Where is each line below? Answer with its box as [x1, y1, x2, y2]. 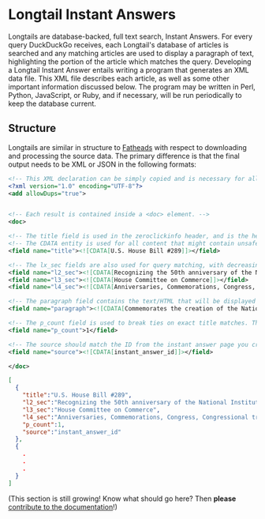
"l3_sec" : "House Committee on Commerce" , [22, 405, 160, 414]
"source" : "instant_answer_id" [22, 428, 122, 436]
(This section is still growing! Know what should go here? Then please [8, 494, 237, 503]
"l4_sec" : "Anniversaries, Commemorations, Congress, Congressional [22, 413, 248, 421]
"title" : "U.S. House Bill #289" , [22, 391, 132, 400]
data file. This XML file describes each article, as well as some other [8, 73, 230, 83]
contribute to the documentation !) [8, 502, 118, 511]
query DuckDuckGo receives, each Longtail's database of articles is [8, 39, 229, 49]
